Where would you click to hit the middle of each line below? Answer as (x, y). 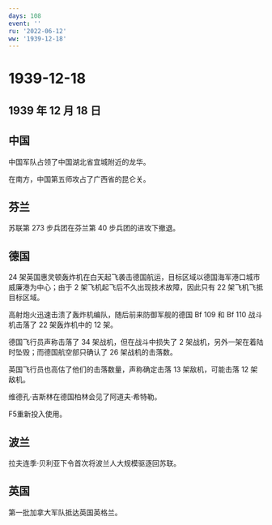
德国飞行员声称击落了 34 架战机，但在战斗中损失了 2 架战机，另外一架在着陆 (136, 342)
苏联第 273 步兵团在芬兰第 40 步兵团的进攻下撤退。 (94, 228)
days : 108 (25, 16)
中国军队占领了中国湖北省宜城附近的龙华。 (79, 161)
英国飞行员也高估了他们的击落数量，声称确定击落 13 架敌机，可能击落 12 (129, 369)
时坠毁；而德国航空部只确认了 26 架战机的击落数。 (93, 352)
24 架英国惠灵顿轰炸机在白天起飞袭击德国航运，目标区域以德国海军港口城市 (134, 278)
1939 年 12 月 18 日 (55, 110)
